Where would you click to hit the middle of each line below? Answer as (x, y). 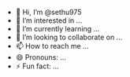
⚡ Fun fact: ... (37, 66)
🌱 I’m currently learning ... (58, 29)
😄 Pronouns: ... (41, 57)
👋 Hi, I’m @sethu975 (48, 12)
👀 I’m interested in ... (49, 20)
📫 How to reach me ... (52, 46)
